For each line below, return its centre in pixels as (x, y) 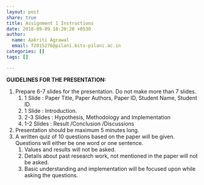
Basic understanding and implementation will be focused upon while (110, 169)
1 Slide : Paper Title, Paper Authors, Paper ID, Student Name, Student (111, 98)
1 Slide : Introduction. (51, 110)
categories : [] (26, 52)
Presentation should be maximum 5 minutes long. (77, 130)
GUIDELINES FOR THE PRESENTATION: (56, 79)
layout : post (23, 12)
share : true (21, 18)
